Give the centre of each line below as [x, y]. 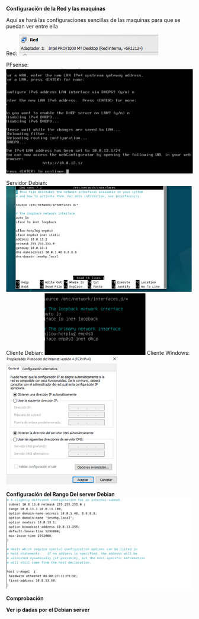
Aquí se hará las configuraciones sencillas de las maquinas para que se [93, 20]
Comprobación [25, 598]
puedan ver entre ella [32, 26]
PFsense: [17, 65]
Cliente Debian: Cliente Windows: [98, 353]
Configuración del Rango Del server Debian [61, 495]
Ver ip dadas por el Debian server [48, 610]
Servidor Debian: [27, 183]
